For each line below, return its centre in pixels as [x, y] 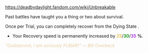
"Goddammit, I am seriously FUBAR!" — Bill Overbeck [60, 46]
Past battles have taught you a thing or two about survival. [65, 17]
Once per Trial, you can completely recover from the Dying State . [72, 26]
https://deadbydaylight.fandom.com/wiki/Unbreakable [60, 7]
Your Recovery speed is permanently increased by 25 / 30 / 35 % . [78, 36]
